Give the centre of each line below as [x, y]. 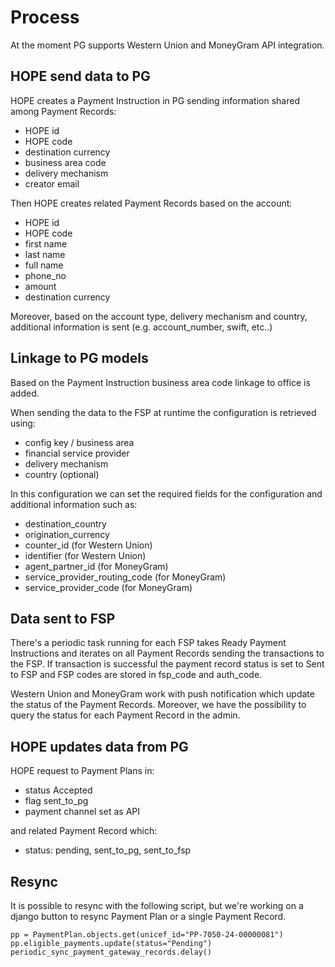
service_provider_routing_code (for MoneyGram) [125, 577]
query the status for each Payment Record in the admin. [125, 715]
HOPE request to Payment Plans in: [82, 771]
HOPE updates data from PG [99, 746]
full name [44, 265]
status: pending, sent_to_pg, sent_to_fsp [108, 850]
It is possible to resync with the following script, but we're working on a [157, 905]
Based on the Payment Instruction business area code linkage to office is [160, 382]
